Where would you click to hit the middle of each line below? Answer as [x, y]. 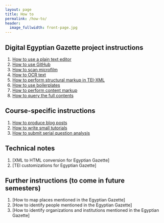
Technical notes [30, 149]
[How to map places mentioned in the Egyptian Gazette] [69, 200]
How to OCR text [29, 75]
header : [13, 23]
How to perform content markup [45, 90]
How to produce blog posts [40, 122]
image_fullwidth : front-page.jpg [44, 28]
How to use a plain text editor [42, 59]
